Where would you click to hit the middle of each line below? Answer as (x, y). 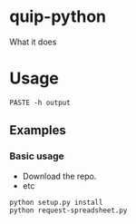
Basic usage (37, 156)
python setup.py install (56, 202)
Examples (38, 130)
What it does (33, 42)
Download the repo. (59, 176)
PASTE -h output (40, 102)
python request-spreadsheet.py (68, 210)
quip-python (58, 17)
